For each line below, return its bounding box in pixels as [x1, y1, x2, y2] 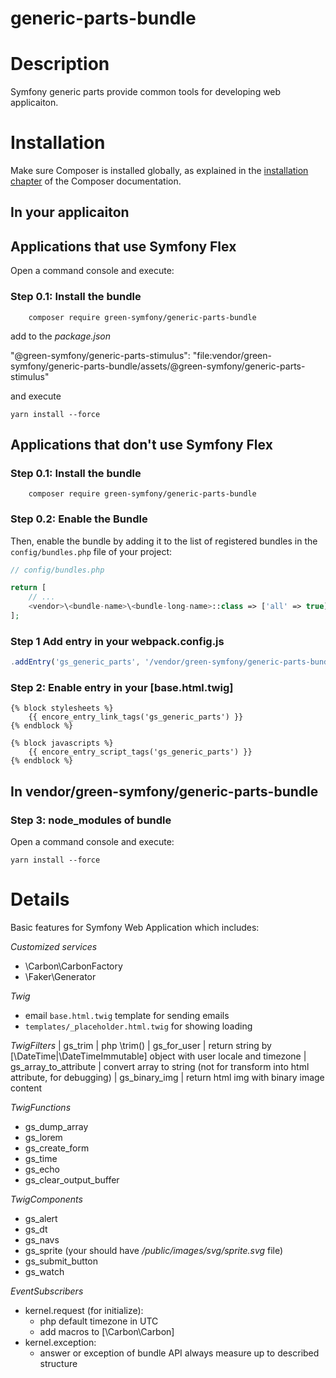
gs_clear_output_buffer [24, 1174, 120, 1186]
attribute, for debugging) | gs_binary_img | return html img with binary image [10, 1072, 325, 1084]
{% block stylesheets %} [10, 703, 114, 714]
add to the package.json [10, 330, 111, 342]
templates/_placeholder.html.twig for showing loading [24, 1020, 253, 1032]
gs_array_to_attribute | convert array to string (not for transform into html [10, 1061, 310, 1073]
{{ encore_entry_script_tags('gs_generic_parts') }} [28, 747, 253, 757]
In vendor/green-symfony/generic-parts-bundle [10, 783, 319, 800]
